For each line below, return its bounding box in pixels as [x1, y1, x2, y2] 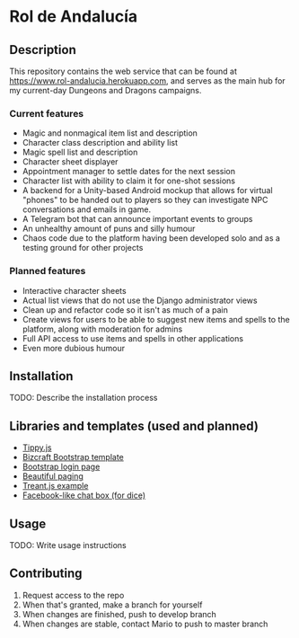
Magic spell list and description [22, 146, 138, 158]
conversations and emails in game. [22, 204, 152, 215]
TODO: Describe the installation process [9, 393, 158, 403]
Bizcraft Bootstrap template [22, 452, 124, 463]
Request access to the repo [22, 589, 125, 600]
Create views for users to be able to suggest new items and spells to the [22, 314, 290, 324]
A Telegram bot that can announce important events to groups [22, 214, 253, 225]
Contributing [9, 566, 83, 581]
